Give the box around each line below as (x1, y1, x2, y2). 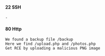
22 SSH (5, 4, 21, 10)
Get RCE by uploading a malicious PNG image (5, 46, 100, 51)
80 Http (5, 26, 22, 32)
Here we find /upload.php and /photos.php (5, 41, 96, 46)
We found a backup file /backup (5, 37, 73, 42)
